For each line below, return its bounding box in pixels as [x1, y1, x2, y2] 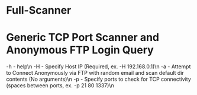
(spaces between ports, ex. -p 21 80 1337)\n [6, 82, 114, 89]
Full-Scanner [6, 4, 72, 17]
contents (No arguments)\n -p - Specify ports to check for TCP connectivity [6, 75, 191, 83]
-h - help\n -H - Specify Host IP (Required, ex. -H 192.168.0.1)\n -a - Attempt [6, 63, 191, 70]
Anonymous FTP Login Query [6, 43, 154, 57]
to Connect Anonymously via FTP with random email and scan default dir [6, 69, 185, 77]
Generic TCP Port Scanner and [6, 31, 160, 45]
